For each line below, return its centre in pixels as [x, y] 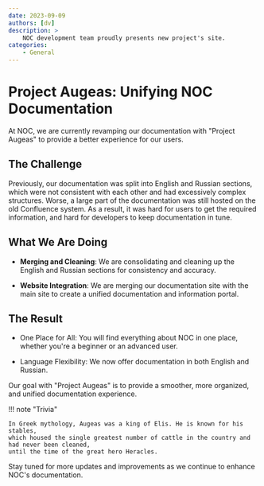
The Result [36, 319]
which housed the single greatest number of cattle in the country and [129, 438]
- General [39, 52]
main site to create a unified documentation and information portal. [129, 294]
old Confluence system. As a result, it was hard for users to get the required [132, 208]
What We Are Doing [58, 242]
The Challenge [45, 164]
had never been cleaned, [49, 445]
